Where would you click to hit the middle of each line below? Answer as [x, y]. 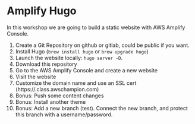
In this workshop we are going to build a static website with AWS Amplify [96, 27]
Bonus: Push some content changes [59, 96]
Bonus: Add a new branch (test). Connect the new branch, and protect [101, 108]
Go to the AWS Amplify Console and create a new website [87, 70]
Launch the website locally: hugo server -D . [69, 58]
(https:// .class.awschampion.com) [57, 89]
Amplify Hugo [42, 11]
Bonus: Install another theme [51, 101]
